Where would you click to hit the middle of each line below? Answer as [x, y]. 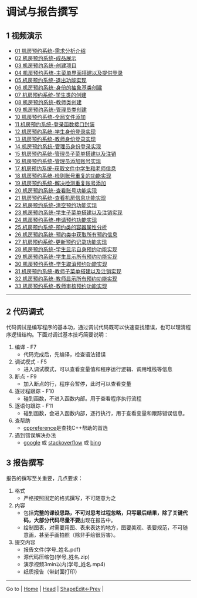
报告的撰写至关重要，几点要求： [45, 478]
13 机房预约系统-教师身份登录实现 [55, 139]
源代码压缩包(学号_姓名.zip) [56, 557]
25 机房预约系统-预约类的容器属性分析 [61, 227]
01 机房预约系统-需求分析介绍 [50, 51]
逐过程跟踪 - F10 [34, 391]
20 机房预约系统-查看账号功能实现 [56, 191]
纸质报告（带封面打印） [52, 572]
